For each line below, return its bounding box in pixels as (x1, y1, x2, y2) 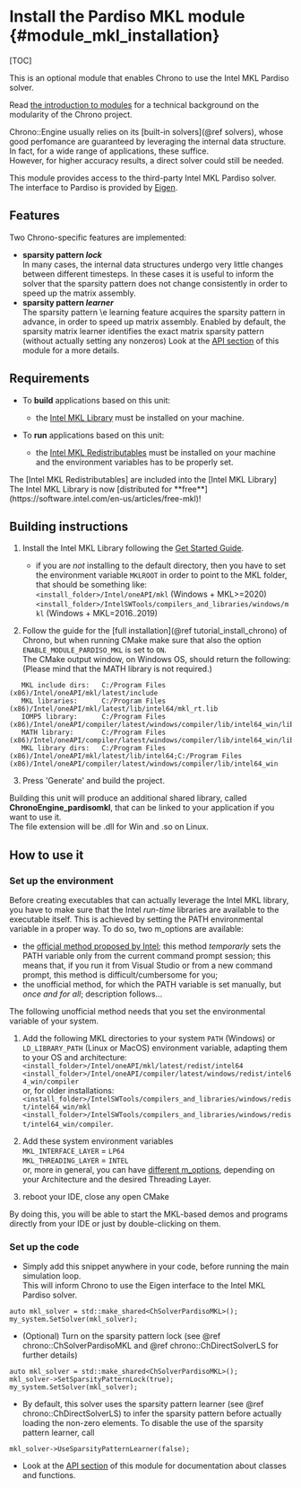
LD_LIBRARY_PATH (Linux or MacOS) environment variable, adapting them (21, 1042, 288, 1053)
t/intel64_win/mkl (21, 1103, 91, 1112)
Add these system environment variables (21, 1136, 174, 1147)
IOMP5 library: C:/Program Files (21, 713, 167, 722)
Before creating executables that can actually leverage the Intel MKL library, (9, 895, 289, 906)
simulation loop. (21, 1271, 82, 1281)
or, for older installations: (21, 1085, 115, 1096)
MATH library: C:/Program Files (21, 728, 167, 738)
